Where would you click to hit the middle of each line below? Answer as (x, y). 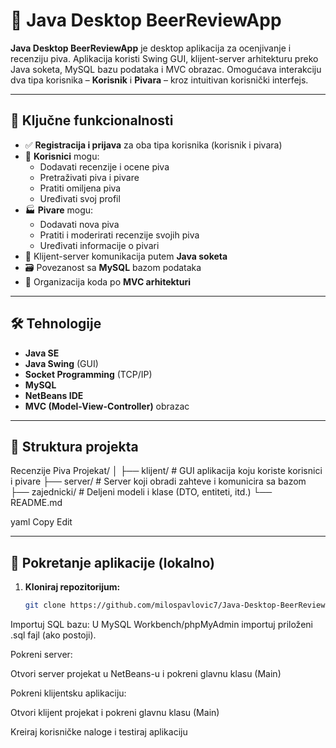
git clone (45, 605)
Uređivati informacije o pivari (99, 245)
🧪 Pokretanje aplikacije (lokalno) (112, 562)
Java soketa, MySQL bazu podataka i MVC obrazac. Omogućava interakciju (166, 69)
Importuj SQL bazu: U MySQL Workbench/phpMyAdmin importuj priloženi (161, 625)
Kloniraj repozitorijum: (72, 587)
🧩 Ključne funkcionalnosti (92, 120)
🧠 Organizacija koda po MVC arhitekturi (107, 281)
